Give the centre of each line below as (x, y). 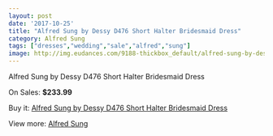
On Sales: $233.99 (41, 92)
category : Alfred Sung (47, 38)
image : (19, 53)
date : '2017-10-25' (41, 23)
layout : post (30, 16)
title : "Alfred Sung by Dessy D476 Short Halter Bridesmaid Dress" (125, 31)
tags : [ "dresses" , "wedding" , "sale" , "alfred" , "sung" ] (100, 46)
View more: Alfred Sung (48, 123)
